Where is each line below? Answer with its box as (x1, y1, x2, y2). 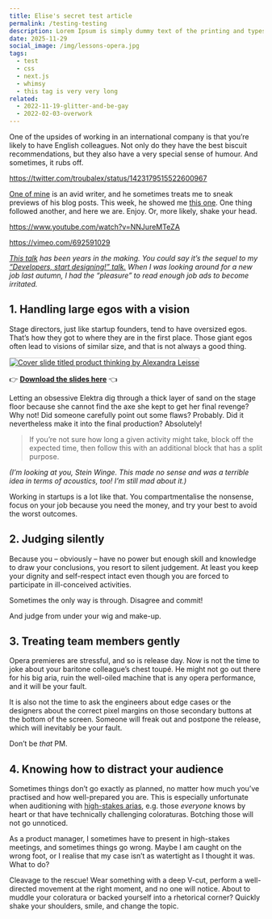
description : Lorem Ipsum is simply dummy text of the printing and (9, 27, 245, 35)
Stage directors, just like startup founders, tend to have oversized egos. (9, 324, 247, 334)
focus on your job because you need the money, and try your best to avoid (9, 500, 257, 510)
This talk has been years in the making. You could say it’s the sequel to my (9, 253, 258, 263)
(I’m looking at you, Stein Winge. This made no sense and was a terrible (9, 467, 249, 477)
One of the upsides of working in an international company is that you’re (9, 132, 249, 142)
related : (9, 95, 39, 103)
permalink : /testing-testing (9, 19, 107, 28)
